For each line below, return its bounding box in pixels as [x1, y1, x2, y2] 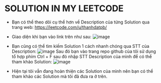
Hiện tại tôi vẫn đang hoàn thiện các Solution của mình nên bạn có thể [11, 68, 154, 74]
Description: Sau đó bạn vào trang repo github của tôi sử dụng [11, 48, 156, 54]
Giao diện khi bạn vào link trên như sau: [11, 34, 92, 40]
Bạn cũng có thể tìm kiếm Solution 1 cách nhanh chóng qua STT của [11, 43, 150, 49]
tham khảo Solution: [11, 59, 52, 64]
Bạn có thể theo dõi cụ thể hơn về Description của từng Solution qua [11, 19, 150, 25]
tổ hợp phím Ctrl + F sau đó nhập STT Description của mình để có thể [11, 53, 152, 59]
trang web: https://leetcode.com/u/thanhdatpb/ [11, 24, 107, 30]
